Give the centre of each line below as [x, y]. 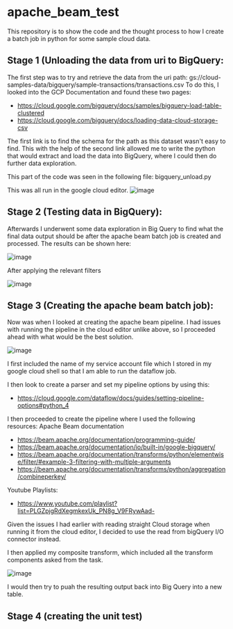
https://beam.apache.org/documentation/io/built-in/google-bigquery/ [116, 447]
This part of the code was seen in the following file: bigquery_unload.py [109, 176]
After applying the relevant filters [54, 270]
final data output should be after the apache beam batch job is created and [114, 236]
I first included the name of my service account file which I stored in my [110, 364]
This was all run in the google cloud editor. [68, 190]
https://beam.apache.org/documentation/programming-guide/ [106, 440]
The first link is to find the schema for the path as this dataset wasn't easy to [116, 141]
